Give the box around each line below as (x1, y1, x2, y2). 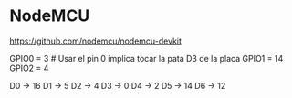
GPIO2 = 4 (9, 63, 49, 73)
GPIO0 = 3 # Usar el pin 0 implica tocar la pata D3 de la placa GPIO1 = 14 (9, 53, 284, 64)
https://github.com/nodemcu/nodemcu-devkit (9, 35, 182, 46)
